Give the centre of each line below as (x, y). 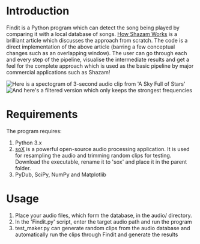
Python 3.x (28, 143)
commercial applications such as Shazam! (58, 72)
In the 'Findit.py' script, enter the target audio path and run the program (103, 222)
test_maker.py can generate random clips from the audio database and (102, 228)
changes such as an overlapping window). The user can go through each (97, 53)
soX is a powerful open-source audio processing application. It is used (102, 149)
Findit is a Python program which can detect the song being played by (93, 28)
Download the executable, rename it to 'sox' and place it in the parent (101, 162)
